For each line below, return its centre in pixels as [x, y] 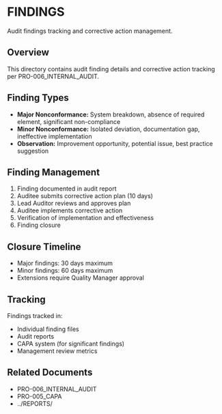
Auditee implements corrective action [70, 210]
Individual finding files [48, 329]
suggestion [33, 151]
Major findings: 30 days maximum [65, 263]
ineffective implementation [54, 136]
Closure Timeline [44, 246]
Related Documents [50, 373]
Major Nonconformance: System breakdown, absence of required [111, 114]
